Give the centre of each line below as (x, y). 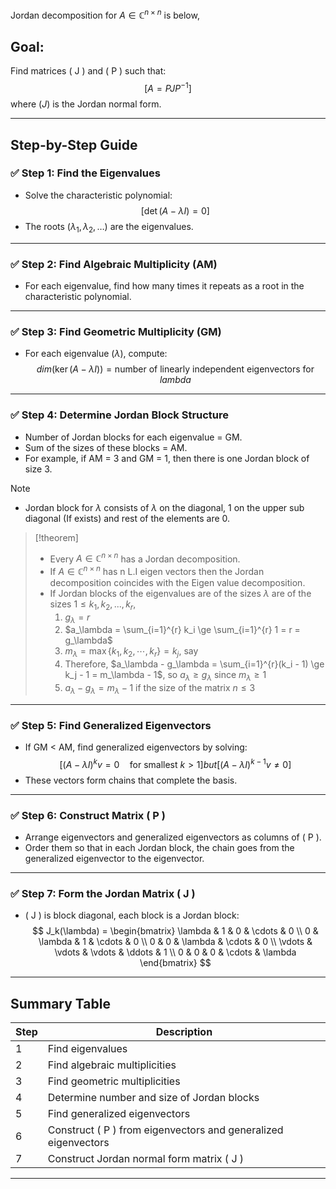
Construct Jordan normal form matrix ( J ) (146, 1159)
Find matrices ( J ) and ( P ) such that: (88, 71)
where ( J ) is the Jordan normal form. (86, 104)
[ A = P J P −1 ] (168, 88)
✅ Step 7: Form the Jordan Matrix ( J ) (103, 893)
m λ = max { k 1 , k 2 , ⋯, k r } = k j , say (131, 652)
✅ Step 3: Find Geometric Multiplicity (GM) (116, 331)
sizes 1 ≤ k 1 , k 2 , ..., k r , (93, 605)
